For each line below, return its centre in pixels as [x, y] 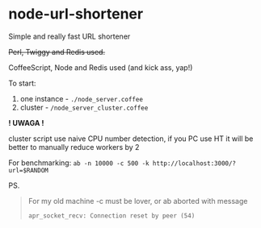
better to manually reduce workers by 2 [74, 147]
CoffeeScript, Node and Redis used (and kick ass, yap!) [101, 67]
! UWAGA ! [26, 122]
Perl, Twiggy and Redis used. [57, 52]
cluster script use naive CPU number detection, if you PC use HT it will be [131, 139]
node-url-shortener [76, 14]
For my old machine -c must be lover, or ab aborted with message [138, 201]
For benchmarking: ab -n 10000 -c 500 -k [79, 163]
